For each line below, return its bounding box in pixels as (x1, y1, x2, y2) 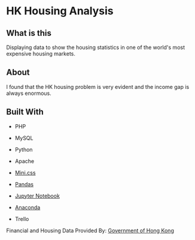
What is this (6, 28, 52, 38)
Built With (6, 107, 44, 117)
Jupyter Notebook (14, 192, 60, 199)
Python (14, 146, 33, 153)
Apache (14, 157, 35, 165)
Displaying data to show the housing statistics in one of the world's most (6, 44, 185, 51)
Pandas (14, 180, 34, 187)
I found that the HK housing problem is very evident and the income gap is (6, 83, 190, 90)
